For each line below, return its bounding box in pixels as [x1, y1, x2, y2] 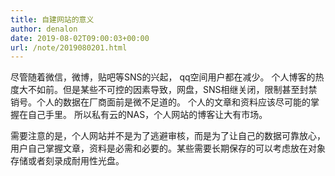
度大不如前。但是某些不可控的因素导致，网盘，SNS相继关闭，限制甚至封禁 [10, 84, 318, 96]
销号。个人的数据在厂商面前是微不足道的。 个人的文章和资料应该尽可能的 [10, 96, 311, 108]
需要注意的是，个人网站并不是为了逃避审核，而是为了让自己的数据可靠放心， [10, 130, 326, 142]
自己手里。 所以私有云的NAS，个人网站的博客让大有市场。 [27, 109, 268, 121]
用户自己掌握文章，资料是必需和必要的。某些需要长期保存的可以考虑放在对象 [10, 142, 326, 155]
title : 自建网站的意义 [10, 14, 95, 25]
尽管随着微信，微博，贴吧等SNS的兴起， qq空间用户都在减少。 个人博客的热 [10, 71, 325, 83]
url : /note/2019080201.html [10, 42, 128, 53]
